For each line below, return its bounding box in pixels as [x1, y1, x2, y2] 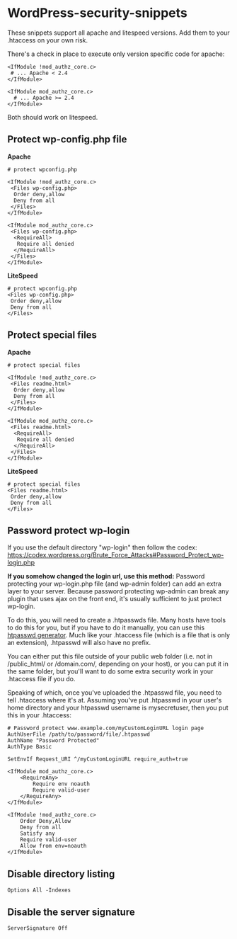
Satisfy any [20, 830, 55, 837]
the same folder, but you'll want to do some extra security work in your [7, 667, 214, 676]
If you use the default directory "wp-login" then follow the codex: [7, 543, 197, 552]
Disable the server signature [7, 906, 136, 918]
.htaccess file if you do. [7, 675, 76, 683]
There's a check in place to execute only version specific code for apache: [7, 50, 225, 58]
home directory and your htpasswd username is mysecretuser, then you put [7, 703, 229, 712]
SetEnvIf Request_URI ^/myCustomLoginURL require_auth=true [7, 756, 189, 763]
